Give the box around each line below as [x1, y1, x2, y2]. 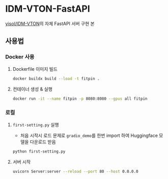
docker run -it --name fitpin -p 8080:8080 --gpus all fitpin [12, 96, 148, 101]
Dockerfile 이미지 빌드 [12, 66, 58, 72]
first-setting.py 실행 [12, 122, 60, 128]
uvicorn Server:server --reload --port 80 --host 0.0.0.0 [12, 169, 138, 174]
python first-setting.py [12, 148, 66, 154]
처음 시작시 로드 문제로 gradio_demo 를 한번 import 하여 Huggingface [20, 132, 158, 138]
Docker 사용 [5, 53, 35, 61]
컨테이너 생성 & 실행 [12, 86, 52, 92]
